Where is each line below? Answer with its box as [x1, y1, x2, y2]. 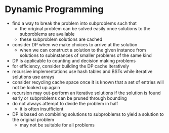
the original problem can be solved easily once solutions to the [19, 25, 151, 31]
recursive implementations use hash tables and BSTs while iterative [12, 68, 153, 74]
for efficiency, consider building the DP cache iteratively [12, 63, 130, 69]
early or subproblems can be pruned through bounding [12, 95, 127, 101]
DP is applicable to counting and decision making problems [12, 57, 136, 63]
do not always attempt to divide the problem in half [12, 100, 118, 106]
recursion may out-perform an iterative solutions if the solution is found [12, 90, 161, 96]
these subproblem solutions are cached [19, 36, 103, 42]
